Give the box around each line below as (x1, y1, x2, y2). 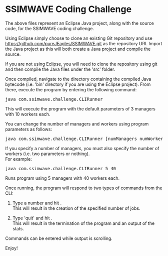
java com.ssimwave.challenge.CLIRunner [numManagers (5, 136, 137, 142)
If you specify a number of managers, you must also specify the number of (5, 145, 159, 151)
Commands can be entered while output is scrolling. (5, 235, 112, 241)
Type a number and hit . (12, 200, 61, 206)
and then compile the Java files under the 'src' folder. (5, 66, 115, 72)
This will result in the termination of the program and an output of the (12, 220, 155, 226)
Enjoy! (5, 245, 18, 251)
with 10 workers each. (5, 111, 50, 117)
